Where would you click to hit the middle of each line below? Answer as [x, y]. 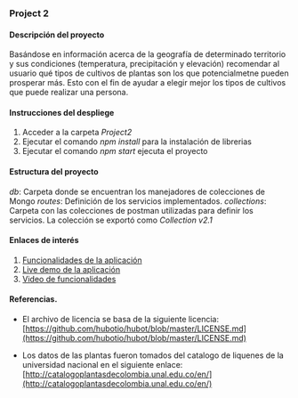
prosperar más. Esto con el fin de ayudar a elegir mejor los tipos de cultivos [148, 83]
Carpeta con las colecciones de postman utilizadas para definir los [131, 210]
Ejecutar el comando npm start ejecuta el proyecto [115, 151]
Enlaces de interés [44, 240]
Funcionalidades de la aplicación [82, 260]
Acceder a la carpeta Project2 [77, 133]
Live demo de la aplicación [71, 269]
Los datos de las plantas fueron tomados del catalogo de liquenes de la [153, 355]
